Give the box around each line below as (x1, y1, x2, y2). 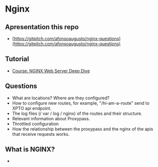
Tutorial (5, 55, 29, 63)
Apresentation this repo (5, 23, 79, 31)
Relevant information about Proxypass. (12, 115, 90, 121)
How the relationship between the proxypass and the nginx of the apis (12, 126, 154, 132)
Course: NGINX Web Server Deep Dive (12, 68, 90, 74)
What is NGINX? (5, 145, 55, 154)
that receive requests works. (12, 131, 70, 137)
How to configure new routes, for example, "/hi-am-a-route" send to (12, 100, 150, 106)
